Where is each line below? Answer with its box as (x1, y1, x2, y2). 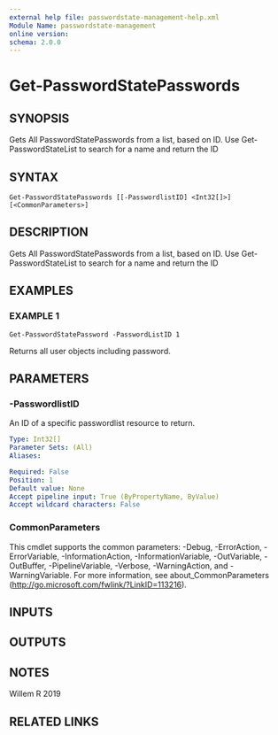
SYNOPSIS (9, 111, 70, 126)
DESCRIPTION (9, 225, 89, 240)
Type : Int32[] (9, 435, 62, 444)
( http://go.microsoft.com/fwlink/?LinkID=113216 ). (9, 579, 188, 590)
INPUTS (9, 604, 53, 620)
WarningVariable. (9, 569, 73, 580)
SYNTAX (9, 169, 59, 184)
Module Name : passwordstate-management (9, 21, 157, 30)
